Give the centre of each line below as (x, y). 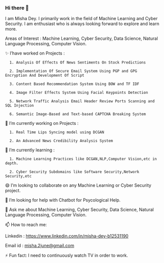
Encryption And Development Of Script (45, 76)
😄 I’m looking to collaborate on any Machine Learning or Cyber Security (78, 185)
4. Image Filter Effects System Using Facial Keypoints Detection (79, 93)
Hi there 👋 (17, 8)
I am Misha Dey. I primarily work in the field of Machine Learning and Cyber (82, 19)
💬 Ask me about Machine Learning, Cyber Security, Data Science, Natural (79, 210)
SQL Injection (20, 106)
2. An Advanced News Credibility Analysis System (61, 141)
